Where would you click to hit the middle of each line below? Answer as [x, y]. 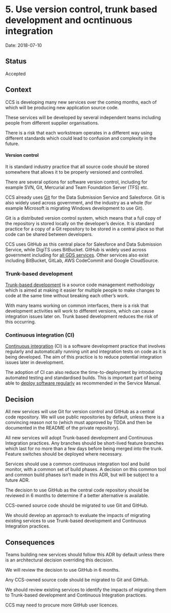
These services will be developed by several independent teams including [83, 117]
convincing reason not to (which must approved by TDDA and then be [79, 422]
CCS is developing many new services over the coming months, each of [81, 102]
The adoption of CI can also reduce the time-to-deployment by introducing [84, 372]
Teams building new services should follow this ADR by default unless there [85, 554]
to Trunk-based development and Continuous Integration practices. [76, 595]
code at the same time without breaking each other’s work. [67, 296]
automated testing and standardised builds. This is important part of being [83, 378]
